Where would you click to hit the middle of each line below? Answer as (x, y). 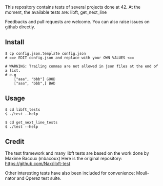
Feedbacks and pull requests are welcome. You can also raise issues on (77, 22)
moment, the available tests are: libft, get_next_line (56, 12)
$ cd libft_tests (23, 109)
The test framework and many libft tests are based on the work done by (77, 153)
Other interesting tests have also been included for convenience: (70, 173)
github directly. (20, 27)
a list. (13, 70)
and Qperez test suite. (39, 178)
